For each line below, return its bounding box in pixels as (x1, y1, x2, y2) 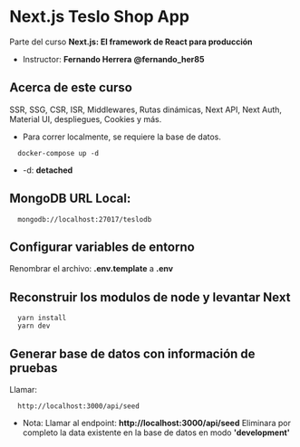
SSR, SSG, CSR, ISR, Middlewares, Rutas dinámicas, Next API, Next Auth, (9, 104, 283, 115)
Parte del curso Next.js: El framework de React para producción (9, 36, 253, 47)
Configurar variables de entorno (9, 239, 195, 254)
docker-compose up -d (17, 148, 100, 157)
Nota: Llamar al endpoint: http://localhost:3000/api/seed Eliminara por (22, 418, 292, 428)
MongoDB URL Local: (9, 191, 131, 206)
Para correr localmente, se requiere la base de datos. (22, 131, 222, 142)
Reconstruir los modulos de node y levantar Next (9, 290, 291, 305)
